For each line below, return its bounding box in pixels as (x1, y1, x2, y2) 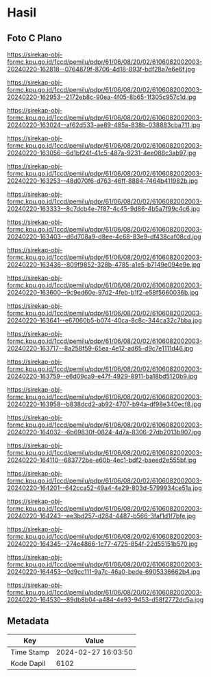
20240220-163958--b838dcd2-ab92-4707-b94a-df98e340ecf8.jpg (7, 400, 201, 408)
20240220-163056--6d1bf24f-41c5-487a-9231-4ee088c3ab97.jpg (7, 149, 197, 157)
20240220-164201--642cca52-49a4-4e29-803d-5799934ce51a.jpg (7, 484, 202, 492)
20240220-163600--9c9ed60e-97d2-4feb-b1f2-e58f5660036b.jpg (7, 289, 199, 296)
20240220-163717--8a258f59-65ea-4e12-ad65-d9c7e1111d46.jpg (7, 344, 194, 352)
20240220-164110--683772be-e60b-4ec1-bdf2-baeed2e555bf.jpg (7, 456, 197, 464)
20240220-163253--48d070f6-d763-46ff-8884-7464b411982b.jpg (7, 177, 199, 185)
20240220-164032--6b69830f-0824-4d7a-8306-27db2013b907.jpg (7, 428, 201, 436)
